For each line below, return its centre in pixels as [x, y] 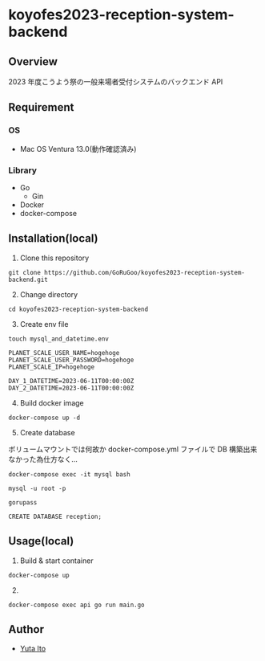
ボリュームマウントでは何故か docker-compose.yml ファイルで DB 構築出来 [133, 449]
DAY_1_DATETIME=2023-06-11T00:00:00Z [71, 381]
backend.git [28, 279]
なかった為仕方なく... [43, 459]
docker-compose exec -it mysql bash [69, 474]
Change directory [49, 294]
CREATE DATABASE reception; [55, 516]
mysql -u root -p [37, 488]
